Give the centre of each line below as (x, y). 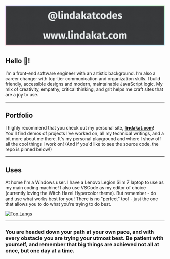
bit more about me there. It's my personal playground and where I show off (83, 138)
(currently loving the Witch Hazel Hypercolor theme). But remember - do (81, 193)
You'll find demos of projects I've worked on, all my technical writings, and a (85, 133)
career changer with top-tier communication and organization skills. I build (83, 78)
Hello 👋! (18, 61)
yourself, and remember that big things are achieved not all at (82, 244)
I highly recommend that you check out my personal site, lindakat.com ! (80, 127)
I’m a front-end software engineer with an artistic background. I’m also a (80, 73)
